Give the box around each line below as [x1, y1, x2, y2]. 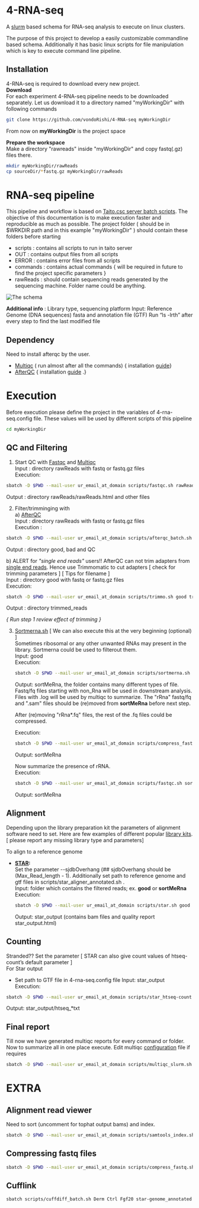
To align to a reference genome [6, 848, 83, 855]
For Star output [6, 965, 43, 972]
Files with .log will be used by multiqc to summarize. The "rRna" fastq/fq [14, 694, 191, 701]
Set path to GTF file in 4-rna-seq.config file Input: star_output [14, 976, 165, 983]
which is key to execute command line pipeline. [6, 47, 121, 54]
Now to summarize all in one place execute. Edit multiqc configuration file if [6, 1044, 191, 1051]
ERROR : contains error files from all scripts [14, 257, 120, 264]
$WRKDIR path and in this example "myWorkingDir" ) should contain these [6, 227, 188, 234]
